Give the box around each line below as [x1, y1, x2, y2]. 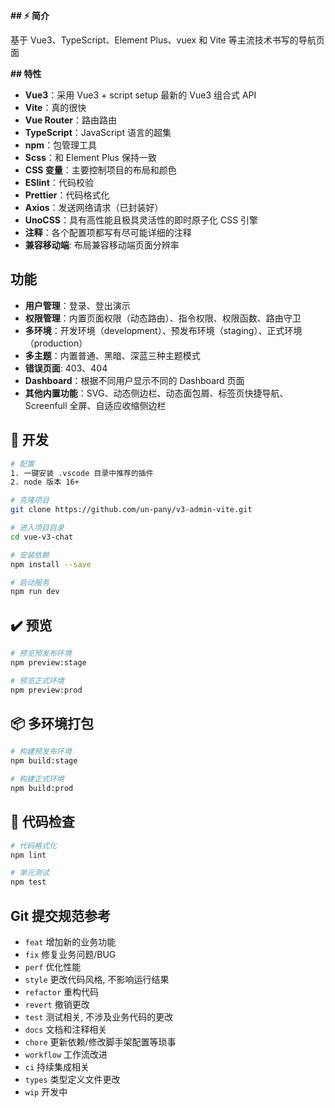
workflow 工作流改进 [24, 1049, 108, 1060]
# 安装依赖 [10, 550, 50, 560]
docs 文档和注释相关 [24, 1024, 108, 1035]
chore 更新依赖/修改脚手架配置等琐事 [24, 1036, 177, 1048]
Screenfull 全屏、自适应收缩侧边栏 [24, 399, 167, 411]
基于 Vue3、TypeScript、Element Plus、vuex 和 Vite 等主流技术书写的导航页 [10, 34, 325, 46]
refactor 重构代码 [24, 986, 100, 998]
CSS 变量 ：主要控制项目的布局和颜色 [24, 164, 177, 176]
